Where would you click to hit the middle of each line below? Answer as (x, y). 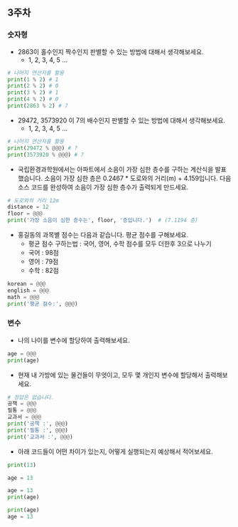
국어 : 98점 (43, 253)
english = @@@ (28, 291)
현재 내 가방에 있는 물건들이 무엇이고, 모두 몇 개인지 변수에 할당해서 (110, 375)
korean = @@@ (27, 284)
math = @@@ (23, 297)
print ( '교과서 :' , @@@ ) (40, 437)
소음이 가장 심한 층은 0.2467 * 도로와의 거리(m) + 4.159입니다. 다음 (138, 178)
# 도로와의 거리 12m (33, 200)
